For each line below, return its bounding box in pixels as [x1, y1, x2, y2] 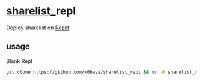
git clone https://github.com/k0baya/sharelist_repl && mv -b [6, 69, 165, 75]
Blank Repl [6, 57, 33, 64]
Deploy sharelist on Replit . [6, 24, 71, 31]
